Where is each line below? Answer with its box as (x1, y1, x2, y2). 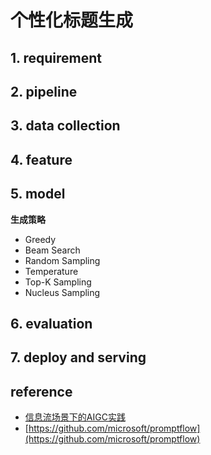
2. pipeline (10, 83, 78, 100)
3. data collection (10, 117, 121, 135)
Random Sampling (24, 254, 101, 266)
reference (10, 383, 73, 400)
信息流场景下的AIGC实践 (24, 411, 126, 423)
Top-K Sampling (24, 276, 92, 288)
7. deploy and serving (10, 349, 147, 366)
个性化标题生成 (10, 9, 134, 32)
